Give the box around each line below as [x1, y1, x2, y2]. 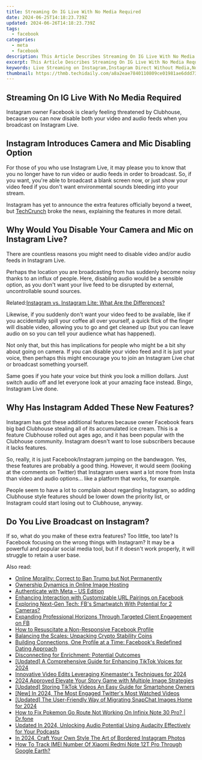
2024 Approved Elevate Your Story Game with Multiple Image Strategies [14, 677, 194, 684]
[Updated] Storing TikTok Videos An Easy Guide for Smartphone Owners [14, 683, 195, 691]
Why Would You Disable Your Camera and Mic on [6, 225, 194, 235]
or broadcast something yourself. [6, 360, 89, 368]
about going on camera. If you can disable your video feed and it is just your [6, 348, 195, 355]
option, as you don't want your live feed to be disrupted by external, [6, 281, 174, 288]
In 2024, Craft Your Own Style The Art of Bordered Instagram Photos [14, 734, 185, 742]
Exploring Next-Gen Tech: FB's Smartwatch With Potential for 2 [14, 600, 173, 607]
